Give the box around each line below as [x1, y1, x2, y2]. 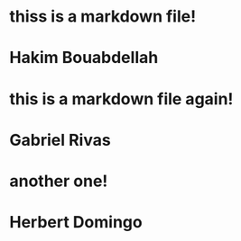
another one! [9, 171, 108, 191]
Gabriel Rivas [9, 129, 111, 150]
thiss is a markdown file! [9, 6, 197, 27]
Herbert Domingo [9, 212, 143, 233]
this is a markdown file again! [9, 88, 234, 109]
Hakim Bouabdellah [9, 48, 159, 68]
